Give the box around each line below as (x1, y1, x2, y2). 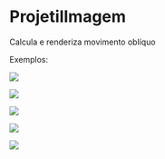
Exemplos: (9, 54, 48, 65)
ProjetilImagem (9, 6, 127, 27)
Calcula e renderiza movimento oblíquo (9, 36, 156, 47)
